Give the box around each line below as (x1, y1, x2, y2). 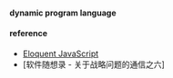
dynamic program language (9, 7, 117, 18)
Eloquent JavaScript (22, 48, 99, 59)
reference (9, 28, 48, 39)
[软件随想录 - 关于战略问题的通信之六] (22, 59, 166, 70)
